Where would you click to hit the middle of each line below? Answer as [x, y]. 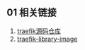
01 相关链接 [32, 13]
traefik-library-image [47, 39]
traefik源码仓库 [39, 31]
